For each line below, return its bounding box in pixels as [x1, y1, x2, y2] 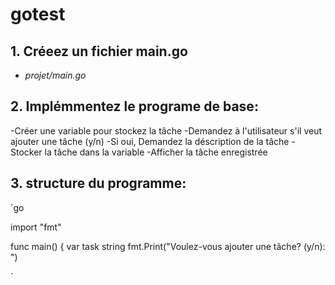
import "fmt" [10, 221, 62, 233]
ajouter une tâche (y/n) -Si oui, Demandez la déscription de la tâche [10, 135, 290, 147]
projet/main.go [24, 69, 87, 81]
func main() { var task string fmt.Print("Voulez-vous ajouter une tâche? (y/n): [10, 240, 326, 252]
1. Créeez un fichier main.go [10, 43, 188, 60]
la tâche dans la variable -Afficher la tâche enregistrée [44, 146, 268, 158]
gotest [10, 3, 66, 26]
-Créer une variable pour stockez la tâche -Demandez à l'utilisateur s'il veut [10, 124, 322, 137]
